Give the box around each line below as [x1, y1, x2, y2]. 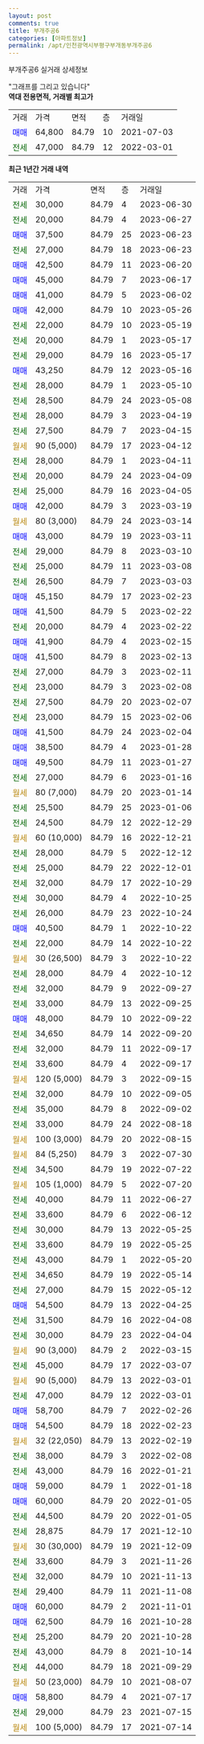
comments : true [8, 19, 59, 27]
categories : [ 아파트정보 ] [8, 34, 87, 43]
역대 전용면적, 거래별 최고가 [8, 92, 94, 101]
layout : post [8, 11, 52, 20]
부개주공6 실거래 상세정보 [8, 65, 88, 75]
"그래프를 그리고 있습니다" [8, 82, 91, 92]
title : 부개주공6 [8, 27, 60, 35]
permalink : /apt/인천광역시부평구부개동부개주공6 [8, 42, 153, 50]
